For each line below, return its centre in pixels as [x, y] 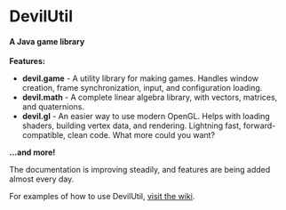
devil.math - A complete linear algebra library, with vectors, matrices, [150, 97]
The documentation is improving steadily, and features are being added [140, 170]
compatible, [44, 135]
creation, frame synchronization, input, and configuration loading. [142, 88]
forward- [259, 125]
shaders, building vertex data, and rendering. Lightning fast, [131, 125]
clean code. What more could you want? [142, 135]
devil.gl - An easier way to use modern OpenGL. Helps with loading [146, 117]
